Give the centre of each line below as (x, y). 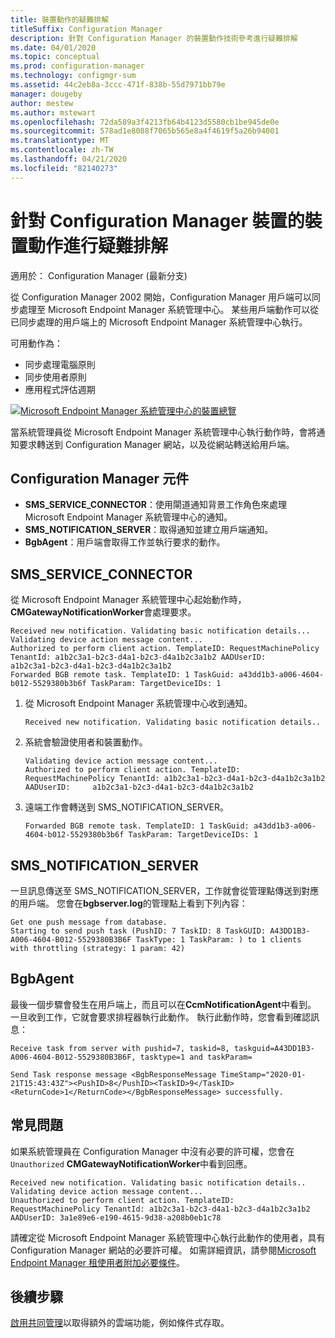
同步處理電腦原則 (60, 364)
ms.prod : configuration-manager (77, 66)
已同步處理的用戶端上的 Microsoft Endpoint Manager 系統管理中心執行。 (159, 322)
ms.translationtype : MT (60, 141)
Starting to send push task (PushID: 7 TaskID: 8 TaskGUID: (138, 931)
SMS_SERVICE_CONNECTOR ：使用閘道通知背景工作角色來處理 (156, 505)
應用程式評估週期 (60, 389)
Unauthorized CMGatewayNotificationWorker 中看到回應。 (131, 1163)
